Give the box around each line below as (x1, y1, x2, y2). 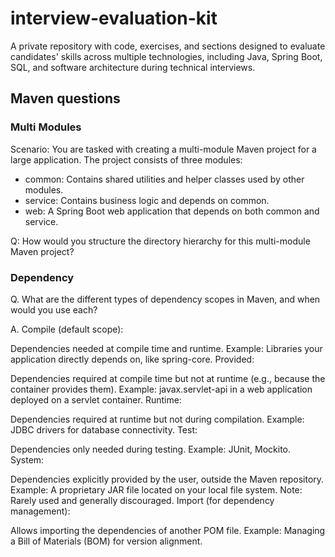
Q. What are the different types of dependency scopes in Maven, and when (10, 293, 321, 305)
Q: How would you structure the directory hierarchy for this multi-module (10, 235, 311, 247)
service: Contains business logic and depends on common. (24, 194, 270, 206)
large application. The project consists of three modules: (10, 153, 243, 166)
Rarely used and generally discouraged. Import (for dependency (10, 494, 275, 506)
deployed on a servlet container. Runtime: (10, 393, 182, 406)
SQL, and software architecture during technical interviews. (10, 61, 256, 73)
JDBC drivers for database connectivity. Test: (10, 423, 198, 436)
